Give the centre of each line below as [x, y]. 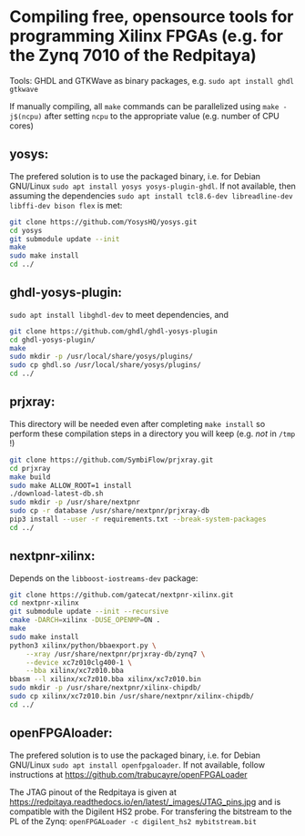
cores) [22, 126]
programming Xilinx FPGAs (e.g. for [147, 36]
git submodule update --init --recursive [89, 612]
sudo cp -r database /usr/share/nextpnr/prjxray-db [109, 511]
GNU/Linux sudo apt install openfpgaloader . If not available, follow [137, 765]
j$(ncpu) [26, 117]
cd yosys [26, 230]
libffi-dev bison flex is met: [66, 205]
